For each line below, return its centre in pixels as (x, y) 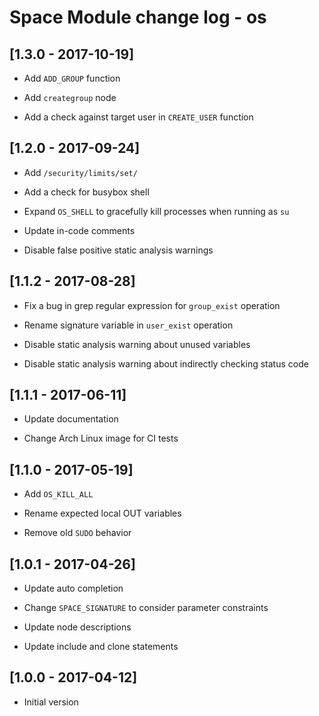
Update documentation (71, 419)
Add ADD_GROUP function (72, 78)
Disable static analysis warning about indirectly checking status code (166, 363)
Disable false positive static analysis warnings (118, 250)
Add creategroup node (70, 97)
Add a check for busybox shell (86, 192)
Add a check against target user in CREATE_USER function (138, 117)
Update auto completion (73, 588)
